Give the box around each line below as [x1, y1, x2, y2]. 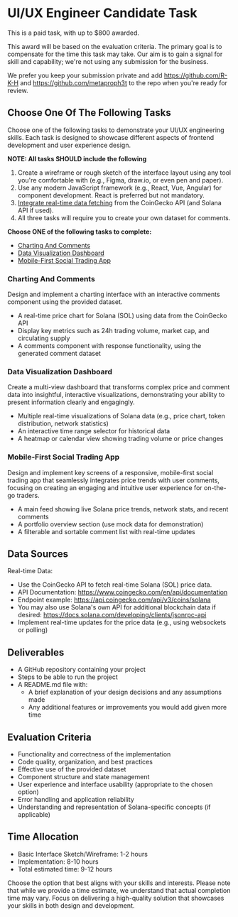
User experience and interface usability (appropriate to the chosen [17, 780, 213, 789]
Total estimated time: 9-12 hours [17, 864, 113, 873]
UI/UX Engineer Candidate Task [7, 5, 198, 21]
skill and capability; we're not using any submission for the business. [7, 57, 209, 65]
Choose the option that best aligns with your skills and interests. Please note [7, 879, 231, 887]
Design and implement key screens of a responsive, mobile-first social [7, 468, 214, 477]
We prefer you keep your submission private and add [7, 71, 163, 80]
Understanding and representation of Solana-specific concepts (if [17, 803, 211, 811]
